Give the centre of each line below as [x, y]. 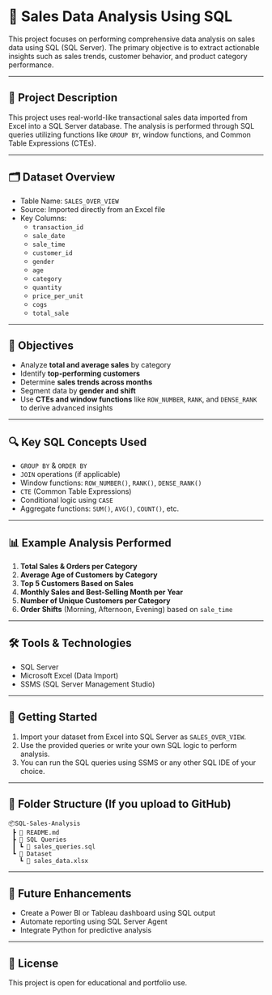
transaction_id [57, 227]
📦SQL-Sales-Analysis [45, 824]
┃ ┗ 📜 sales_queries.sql [53, 847]
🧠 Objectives [41, 345]
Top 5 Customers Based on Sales [76, 583]
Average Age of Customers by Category [89, 575]
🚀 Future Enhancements [70, 893]
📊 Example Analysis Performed [90, 543]
